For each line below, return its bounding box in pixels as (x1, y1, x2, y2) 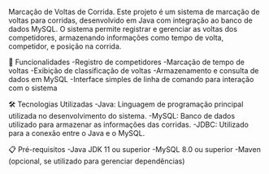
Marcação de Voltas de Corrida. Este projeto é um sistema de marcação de (8, 7, 260, 16)
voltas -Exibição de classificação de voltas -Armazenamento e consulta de (8, 66, 259, 76)
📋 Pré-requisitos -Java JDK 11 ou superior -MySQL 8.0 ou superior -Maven (8, 145, 262, 154)
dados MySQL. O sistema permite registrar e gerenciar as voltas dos (8, 24, 238, 33)
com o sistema (8, 83, 58, 93)
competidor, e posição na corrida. (8, 41, 122, 51)
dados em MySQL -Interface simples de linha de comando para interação (8, 75, 254, 84)
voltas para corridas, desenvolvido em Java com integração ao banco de (8, 15, 254, 25)
